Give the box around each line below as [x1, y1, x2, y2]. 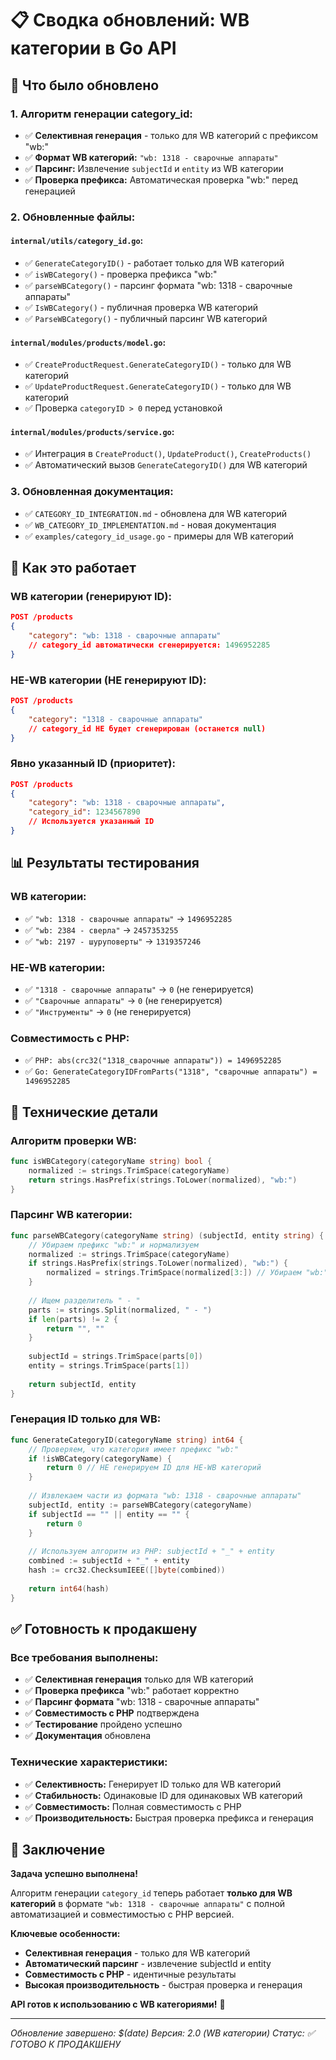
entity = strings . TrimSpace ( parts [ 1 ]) [28, 1361, 190, 1371]
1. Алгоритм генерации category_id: [10, 107, 193, 121]
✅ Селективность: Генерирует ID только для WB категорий [24, 1778, 282, 1790]
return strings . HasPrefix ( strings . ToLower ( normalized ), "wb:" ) [28, 1175, 298, 1185]
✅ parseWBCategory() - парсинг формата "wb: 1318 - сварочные [24, 280, 293, 291]
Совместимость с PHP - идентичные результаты [24, 1968, 237, 1981]
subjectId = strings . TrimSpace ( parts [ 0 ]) [28, 1352, 203, 1362]
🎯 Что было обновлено [10, 77, 160, 94]
